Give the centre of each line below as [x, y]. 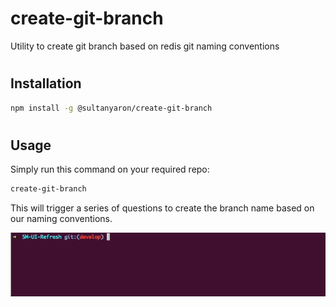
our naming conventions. [61, 218]
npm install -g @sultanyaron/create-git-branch [111, 108]
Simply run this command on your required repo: [110, 169]
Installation [46, 83]
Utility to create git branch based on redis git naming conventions [145, 46]
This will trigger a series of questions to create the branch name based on [162, 208]
